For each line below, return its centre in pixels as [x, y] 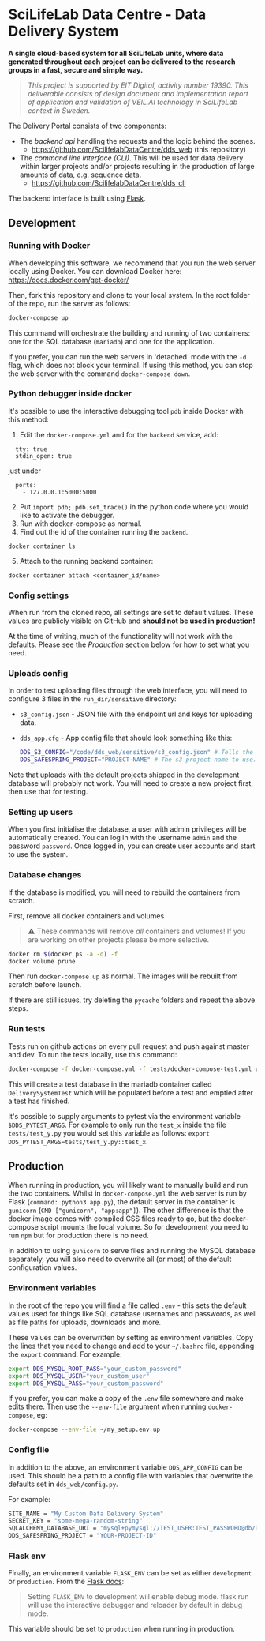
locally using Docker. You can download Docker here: [95, 271]
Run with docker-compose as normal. [80, 524]
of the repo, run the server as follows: [69, 303]
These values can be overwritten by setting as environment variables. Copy [131, 1337]
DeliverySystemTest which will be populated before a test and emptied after [131, 1092]
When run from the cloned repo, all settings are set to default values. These [131, 613]
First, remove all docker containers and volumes [86, 916]
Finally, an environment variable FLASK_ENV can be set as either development [130, 1573]
